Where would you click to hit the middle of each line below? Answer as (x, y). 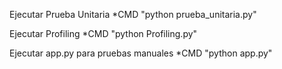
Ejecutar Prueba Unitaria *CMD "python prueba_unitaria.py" (133, 14)
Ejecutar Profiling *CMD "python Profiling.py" (103, 33)
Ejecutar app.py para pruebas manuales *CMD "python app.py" (141, 53)
